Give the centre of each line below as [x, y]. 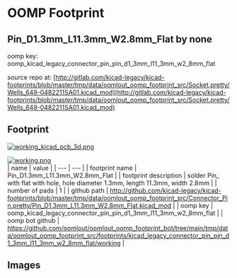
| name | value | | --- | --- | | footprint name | [72, 168]
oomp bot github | [34, 220]
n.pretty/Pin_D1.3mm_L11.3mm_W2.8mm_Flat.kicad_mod [89, 205]
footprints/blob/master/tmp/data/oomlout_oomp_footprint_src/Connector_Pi [117, 198]
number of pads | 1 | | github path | [58, 190]
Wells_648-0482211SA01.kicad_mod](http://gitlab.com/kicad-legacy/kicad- [117, 92]
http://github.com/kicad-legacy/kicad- [165, 190]
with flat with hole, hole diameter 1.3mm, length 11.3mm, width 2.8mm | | [112, 183]
